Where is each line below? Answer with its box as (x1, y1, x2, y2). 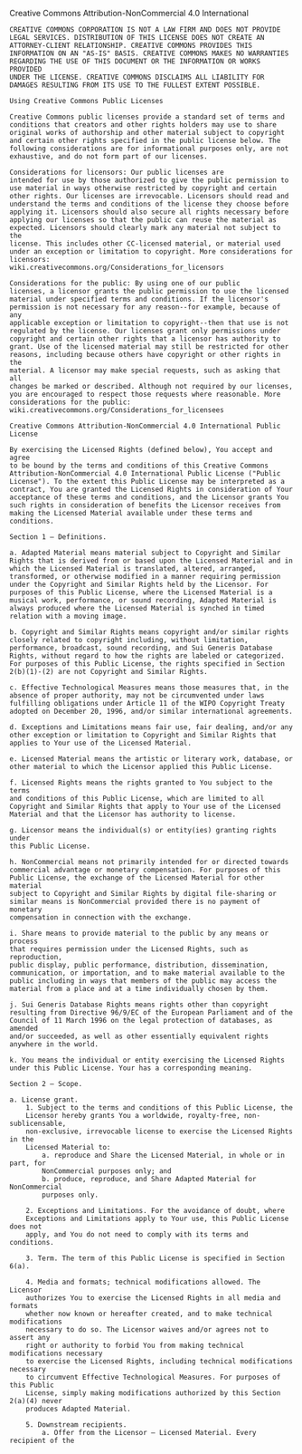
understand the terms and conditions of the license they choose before (9, 199, 289, 208)
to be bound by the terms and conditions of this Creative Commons (9, 461, 269, 470)
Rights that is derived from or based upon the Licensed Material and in (9, 556, 294, 565)
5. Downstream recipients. (25, 1420, 127, 1430)
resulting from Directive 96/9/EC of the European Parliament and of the (9, 1008, 294, 1017)
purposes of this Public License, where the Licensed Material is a (9, 588, 273, 597)
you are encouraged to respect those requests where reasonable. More (9, 390, 281, 399)
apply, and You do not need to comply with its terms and (25, 1230, 249, 1239)
